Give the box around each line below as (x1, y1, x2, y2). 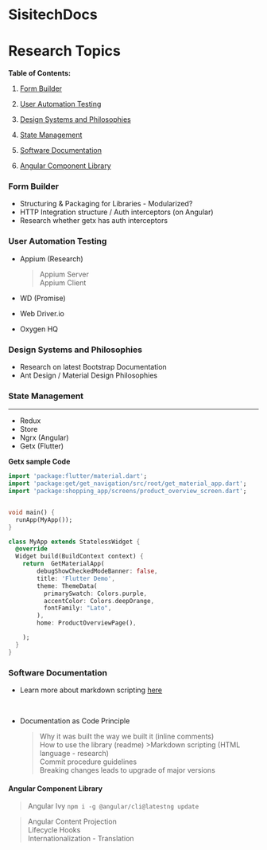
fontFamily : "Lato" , (43, 604, 112, 613)
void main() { (8, 508, 56, 516)
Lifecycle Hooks (27, 825, 81, 835)
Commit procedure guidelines (39, 757, 137, 766)
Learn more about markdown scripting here (19, 685, 163, 695)
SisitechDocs (8, 6, 98, 24)
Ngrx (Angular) (19, 433, 69, 443)
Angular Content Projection (27, 817, 117, 826)
